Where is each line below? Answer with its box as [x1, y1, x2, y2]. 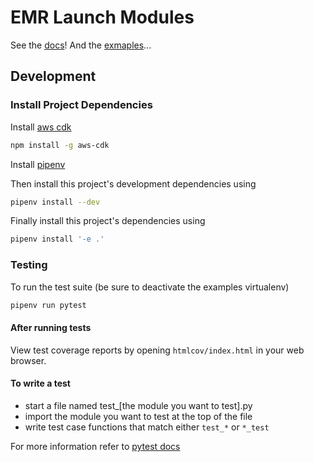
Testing [10, 258, 48, 272]
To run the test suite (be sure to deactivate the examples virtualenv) [10, 281, 290, 293]
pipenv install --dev [10, 197, 101, 207]
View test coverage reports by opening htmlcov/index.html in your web [10, 344, 305, 356]
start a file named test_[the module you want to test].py [24, 399, 253, 411]
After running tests [10, 322, 92, 334]
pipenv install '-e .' [10, 234, 105, 245]
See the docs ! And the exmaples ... [10, 39, 152, 51]
